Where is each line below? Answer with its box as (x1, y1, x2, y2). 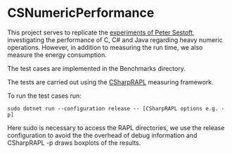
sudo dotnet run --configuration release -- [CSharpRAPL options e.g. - (7, 105, 225, 112)
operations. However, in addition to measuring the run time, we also (7, 43, 203, 51)
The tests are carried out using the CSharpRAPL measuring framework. (7, 77, 214, 86)
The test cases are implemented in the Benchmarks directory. (7, 64, 186, 72)
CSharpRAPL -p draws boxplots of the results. (7, 139, 141, 147)
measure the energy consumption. (7, 51, 108, 59)
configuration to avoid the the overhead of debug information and (7, 131, 198, 139)
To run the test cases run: (7, 91, 82, 100)
